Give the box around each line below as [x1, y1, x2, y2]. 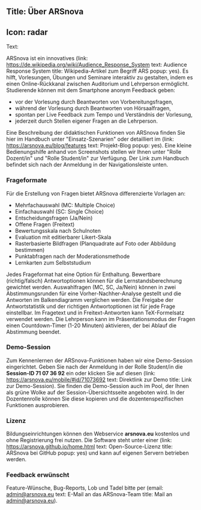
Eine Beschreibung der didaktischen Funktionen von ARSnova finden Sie [6, 129, 185, 137]
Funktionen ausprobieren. [6, 401, 70, 408]
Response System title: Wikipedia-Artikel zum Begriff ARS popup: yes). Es [6, 67, 189, 75]
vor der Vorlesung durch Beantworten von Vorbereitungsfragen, [14, 98, 173, 106]
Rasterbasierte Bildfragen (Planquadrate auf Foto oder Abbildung [14, 239, 176, 247]
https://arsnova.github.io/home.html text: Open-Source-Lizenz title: [6, 443, 173, 450]
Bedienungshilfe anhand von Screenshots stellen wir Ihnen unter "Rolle [6, 149, 182, 156]
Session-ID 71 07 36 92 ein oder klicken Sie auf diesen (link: [6, 369, 156, 376]
